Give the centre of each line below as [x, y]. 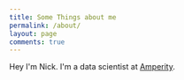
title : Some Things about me [63, 17]
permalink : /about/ [45, 25]
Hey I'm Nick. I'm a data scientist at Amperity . [92, 67]
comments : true [37, 42]
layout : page [33, 33]
